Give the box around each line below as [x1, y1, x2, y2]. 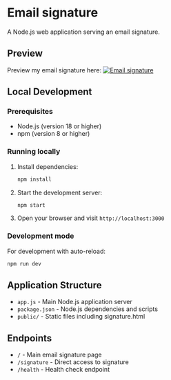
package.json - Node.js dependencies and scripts [17, 305, 159, 313]
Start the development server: [17, 188, 103, 197]
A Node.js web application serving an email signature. [7, 28, 161, 36]
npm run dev [7, 260, 41, 267]
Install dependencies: [17, 162, 79, 170]
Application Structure [7, 279, 102, 291]
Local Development [7, 86, 92, 98]
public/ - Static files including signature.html [17, 312, 145, 321]
